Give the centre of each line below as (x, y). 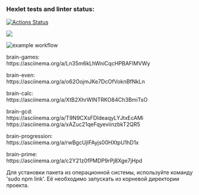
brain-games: (23, 57)
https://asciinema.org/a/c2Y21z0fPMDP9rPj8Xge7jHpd (74, 161)
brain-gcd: (19, 111)
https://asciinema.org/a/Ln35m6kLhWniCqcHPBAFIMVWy (78, 64)
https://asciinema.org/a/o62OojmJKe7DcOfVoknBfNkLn (76, 82)
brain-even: (21, 75)
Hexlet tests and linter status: (50, 9)
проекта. (17, 185)
